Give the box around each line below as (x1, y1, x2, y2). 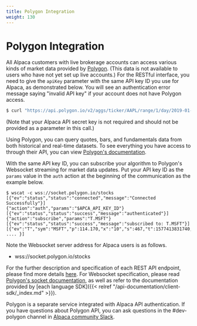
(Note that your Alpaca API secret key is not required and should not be (6, 118, 179, 125)
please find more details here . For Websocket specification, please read (6, 271, 180, 278)
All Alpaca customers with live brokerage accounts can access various (6, 59, 177, 66)
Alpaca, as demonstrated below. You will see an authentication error (6, 84, 171, 91)
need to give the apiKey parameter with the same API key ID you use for (6, 78, 179, 85)
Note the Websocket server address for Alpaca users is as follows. (6, 242, 167, 249)
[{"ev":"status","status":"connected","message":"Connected (6, 195, 157, 201)
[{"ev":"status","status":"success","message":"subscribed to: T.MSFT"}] (6, 221, 191, 227)
